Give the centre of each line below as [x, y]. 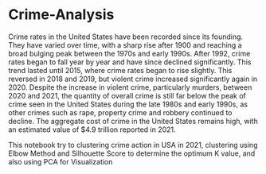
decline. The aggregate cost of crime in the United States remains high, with [133, 121]
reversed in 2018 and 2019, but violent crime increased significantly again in [133, 79]
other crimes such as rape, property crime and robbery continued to [120, 112]
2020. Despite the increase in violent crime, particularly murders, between [130, 87]
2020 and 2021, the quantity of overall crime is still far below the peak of [127, 95]
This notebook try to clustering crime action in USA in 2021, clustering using [133, 145]
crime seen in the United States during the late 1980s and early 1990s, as [128, 104]
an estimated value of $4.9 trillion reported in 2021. [92, 130]
